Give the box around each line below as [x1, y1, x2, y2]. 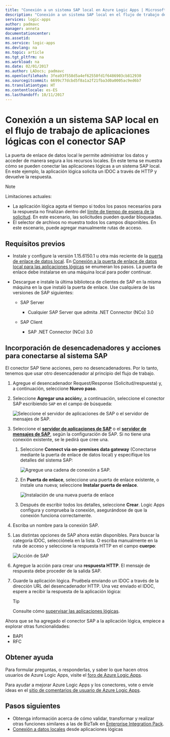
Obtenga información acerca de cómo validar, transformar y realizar [12, 715, 154, 721]
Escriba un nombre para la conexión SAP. [12, 522, 100, 528]
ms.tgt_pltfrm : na [5, 54, 44, 60]
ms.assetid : [5, 36, 30, 41]
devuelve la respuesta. [5, 174, 53, 180]
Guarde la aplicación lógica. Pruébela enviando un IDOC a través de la [12, 577, 159, 584]
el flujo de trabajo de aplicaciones [5, 125, 150, 136]
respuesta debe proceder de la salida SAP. [12, 568, 102, 574]
